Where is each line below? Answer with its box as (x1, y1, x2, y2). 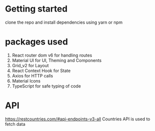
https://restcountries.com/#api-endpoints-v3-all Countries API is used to (5, 116, 150, 122)
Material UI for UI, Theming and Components (12, 57, 102, 63)
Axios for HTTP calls (12, 73, 53, 78)
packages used (5, 36, 68, 47)
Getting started (5, 3, 68, 15)
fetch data (5, 121, 26, 127)
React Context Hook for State (12, 68, 71, 73)
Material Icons (12, 78, 41, 84)
